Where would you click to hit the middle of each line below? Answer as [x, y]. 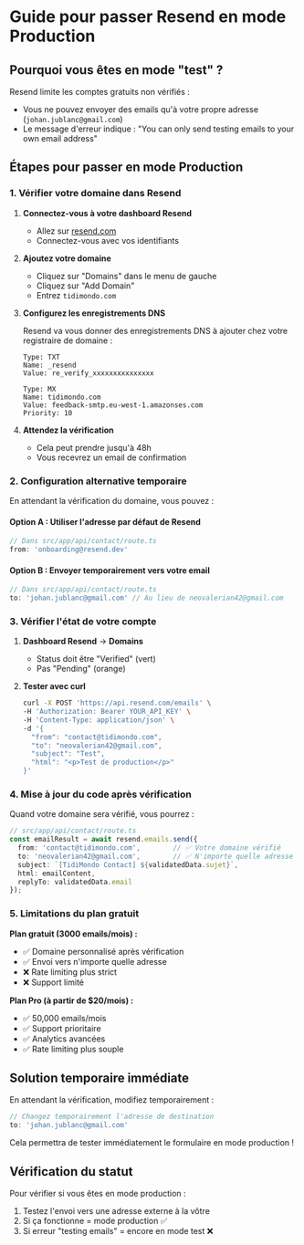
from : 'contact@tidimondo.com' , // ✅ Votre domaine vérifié [149, 848]
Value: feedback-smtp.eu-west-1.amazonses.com [113, 405]
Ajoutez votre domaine [67, 258]
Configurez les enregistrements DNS [94, 313]
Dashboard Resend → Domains [83, 642]
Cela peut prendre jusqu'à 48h [94, 447]
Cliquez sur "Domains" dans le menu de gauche [126, 276]
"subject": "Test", [68, 754]
